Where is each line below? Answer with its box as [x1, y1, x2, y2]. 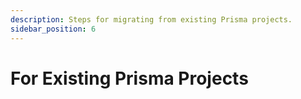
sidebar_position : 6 [10, 24, 97, 34]
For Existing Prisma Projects [10, 67, 249, 90]
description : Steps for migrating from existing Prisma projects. [10, 14, 293, 25]
